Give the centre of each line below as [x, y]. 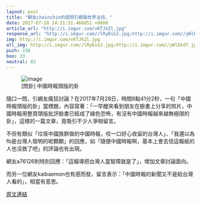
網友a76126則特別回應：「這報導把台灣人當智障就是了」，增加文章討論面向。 [99, 161]
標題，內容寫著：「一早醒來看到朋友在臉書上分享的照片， [117, 106]
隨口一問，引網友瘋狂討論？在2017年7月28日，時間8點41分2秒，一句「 [93, 99]
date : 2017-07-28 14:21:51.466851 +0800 [57, 23]
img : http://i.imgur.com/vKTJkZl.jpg [53, 39]
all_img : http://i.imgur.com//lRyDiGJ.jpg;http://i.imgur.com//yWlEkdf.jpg [103, 45]
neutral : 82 [21, 61]
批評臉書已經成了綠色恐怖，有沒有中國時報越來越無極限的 [118, 113]
